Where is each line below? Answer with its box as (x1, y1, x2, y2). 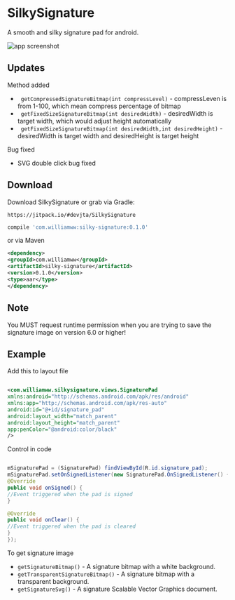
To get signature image (7, 549, 74, 557)
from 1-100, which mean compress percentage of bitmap (17, 102, 181, 110)
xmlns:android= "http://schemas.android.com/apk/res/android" (7, 393, 190, 401)
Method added (7, 81, 50, 89)
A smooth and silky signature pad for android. (7, 28, 139, 36)
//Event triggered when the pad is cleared (7, 523, 136, 531)
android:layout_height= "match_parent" (7, 419, 120, 426)
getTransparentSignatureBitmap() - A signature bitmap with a (17, 570, 194, 578)
